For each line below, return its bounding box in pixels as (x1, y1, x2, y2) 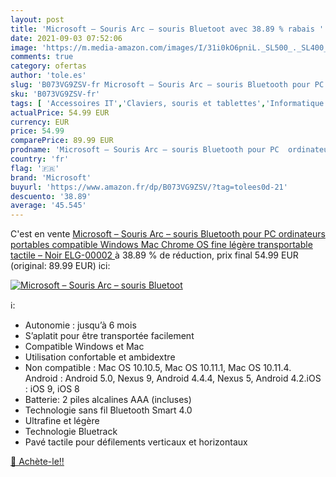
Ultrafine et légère (24, 415, 100, 427)
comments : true (10, 52, 74, 62)
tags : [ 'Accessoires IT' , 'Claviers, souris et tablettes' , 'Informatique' (10, 98, 329, 108)
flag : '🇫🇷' (10, 163, 60, 173)
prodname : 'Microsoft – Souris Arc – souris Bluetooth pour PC (10, 145, 280, 155)
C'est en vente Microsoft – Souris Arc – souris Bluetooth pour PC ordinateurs (10, 228, 326, 240)
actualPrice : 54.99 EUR (10, 107, 110, 118)
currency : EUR (10, 117, 70, 127)
